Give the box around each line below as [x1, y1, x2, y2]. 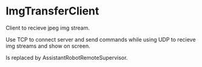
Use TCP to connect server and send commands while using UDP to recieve [5, 36, 196, 43]
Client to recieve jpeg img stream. [5, 24, 90, 31]
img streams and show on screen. [5, 42, 90, 49]
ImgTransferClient [5, 4, 99, 18]
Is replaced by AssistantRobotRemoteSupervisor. [5, 54, 128, 61]
